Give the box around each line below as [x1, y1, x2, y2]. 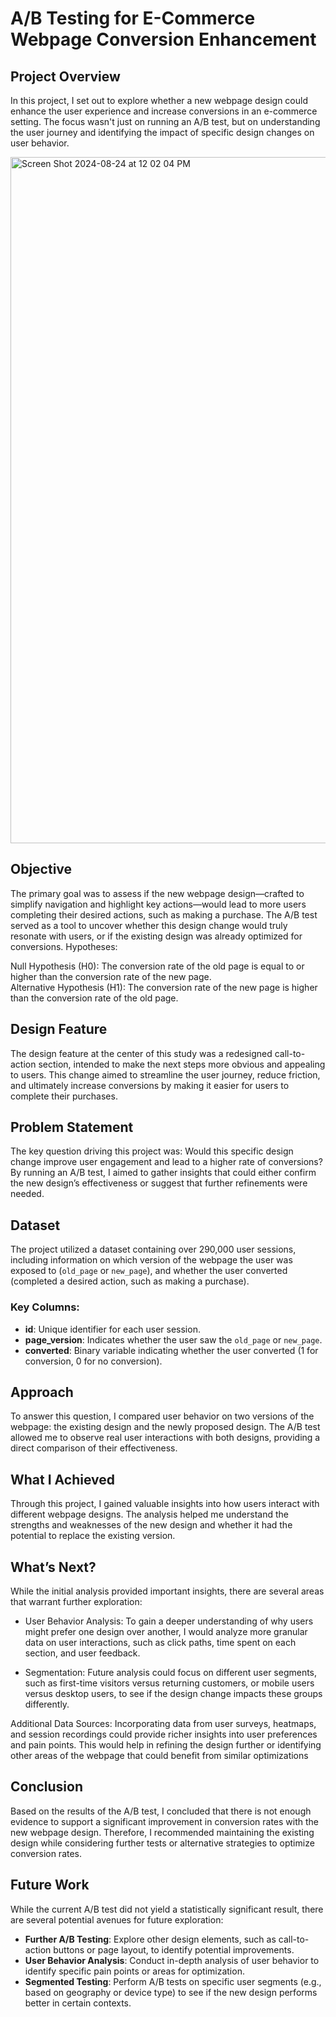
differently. [24, 1698, 70, 1710]
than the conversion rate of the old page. [10, 992, 179, 1004]
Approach [10, 1383, 74, 1401]
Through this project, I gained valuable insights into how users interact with [10, 1498, 320, 1510]
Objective [10, 861, 73, 878]
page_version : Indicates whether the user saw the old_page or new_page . [24, 1333, 323, 1346]
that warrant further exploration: [10, 1595, 143, 1607]
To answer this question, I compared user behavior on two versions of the [10, 1410, 315, 1422]
